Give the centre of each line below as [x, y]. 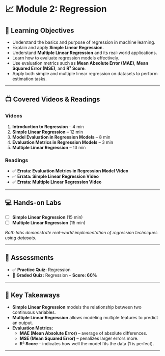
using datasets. [21, 238]
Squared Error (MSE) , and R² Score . [49, 68]
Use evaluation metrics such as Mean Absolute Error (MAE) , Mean [80, 63]
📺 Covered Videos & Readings [53, 99]
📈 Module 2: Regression [56, 9]
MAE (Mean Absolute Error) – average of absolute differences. [83, 333]
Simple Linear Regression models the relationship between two [77, 307]
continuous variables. [34, 312]
